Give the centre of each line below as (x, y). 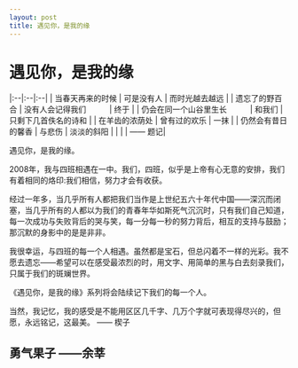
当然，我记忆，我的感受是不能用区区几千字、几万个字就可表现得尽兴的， (141, 311)
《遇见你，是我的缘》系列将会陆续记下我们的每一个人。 (110, 293)
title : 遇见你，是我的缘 (50, 26)
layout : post (33, 17)
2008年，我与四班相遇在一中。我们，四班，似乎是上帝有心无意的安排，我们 (147, 169)
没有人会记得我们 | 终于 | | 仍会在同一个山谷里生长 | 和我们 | (153, 110)
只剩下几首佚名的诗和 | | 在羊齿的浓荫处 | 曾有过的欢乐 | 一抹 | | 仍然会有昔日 (149, 121)
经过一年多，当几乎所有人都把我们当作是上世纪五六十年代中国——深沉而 (141, 200)
